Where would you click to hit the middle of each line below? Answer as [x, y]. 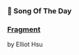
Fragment [24, 29]
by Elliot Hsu [25, 45]
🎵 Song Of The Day [39, 11]
